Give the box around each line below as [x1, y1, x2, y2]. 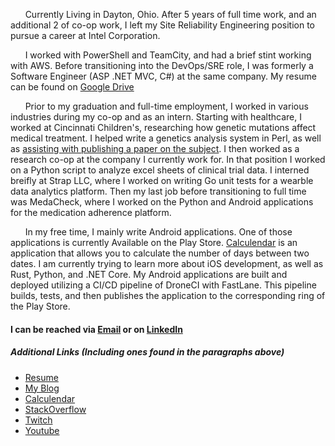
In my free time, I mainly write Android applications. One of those [24, 226, 293, 238]
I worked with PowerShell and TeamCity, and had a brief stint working [24, 49, 312, 61]
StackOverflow [24, 403, 87, 415]
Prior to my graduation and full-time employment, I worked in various [24, 100, 309, 112]
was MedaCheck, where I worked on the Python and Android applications [10, 196, 314, 208]
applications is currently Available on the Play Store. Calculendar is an [10, 237, 298, 248]
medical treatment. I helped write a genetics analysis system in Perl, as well [10, 132, 322, 144]
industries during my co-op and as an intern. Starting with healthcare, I [10, 111, 302, 123]
